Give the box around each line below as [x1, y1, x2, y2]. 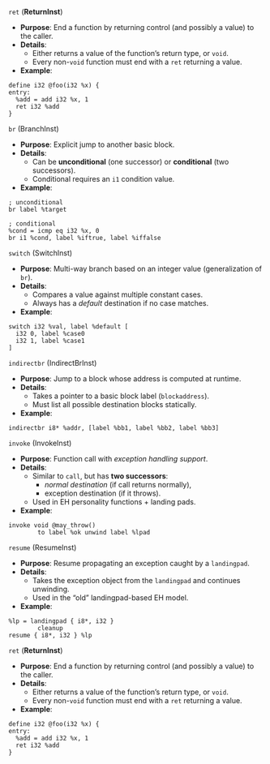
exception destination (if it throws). [44, 488, 161, 498]
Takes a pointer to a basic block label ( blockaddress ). [32, 391, 209, 401]
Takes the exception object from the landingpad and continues [32, 576, 241, 585]
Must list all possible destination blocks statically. [32, 400, 197, 409]
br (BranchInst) [8, 124, 59, 133]
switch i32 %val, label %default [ [8, 323, 129, 331]
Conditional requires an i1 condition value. [32, 174, 175, 183]
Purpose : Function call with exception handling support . [19, 454, 208, 463]
